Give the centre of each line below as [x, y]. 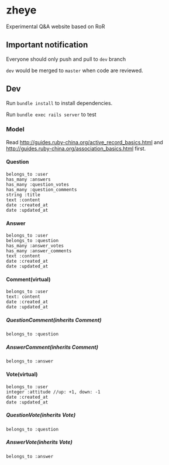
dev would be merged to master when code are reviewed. [75, 70]
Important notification [47, 45]
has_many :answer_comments [39, 251]
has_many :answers [28, 179]
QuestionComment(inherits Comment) [54, 320]
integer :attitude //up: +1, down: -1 [53, 392]
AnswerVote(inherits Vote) [39, 442]
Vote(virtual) [22, 374]
